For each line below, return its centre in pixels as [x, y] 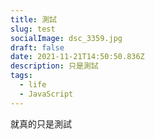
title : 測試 [33, 19]
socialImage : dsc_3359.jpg [66, 38]
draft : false [37, 47]
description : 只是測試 [54, 66]
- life [33, 85]
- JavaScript [46, 94]
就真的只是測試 [41, 123]
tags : [21, 76]
